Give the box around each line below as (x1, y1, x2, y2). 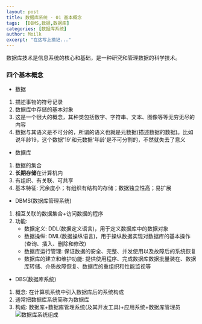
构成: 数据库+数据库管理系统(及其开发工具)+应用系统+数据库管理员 (14, 303, 181, 311)
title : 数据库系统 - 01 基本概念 (6, 14, 83, 21)
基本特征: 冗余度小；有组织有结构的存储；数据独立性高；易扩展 (14, 185, 172, 192)
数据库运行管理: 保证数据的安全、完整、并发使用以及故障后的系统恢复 (24, 248, 197, 255)
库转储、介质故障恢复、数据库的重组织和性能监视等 (24, 263, 151, 270)
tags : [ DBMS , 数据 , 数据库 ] (6, 20, 69, 26)
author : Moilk (6, 31, 42, 37)
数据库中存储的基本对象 (14, 106, 74, 113)
